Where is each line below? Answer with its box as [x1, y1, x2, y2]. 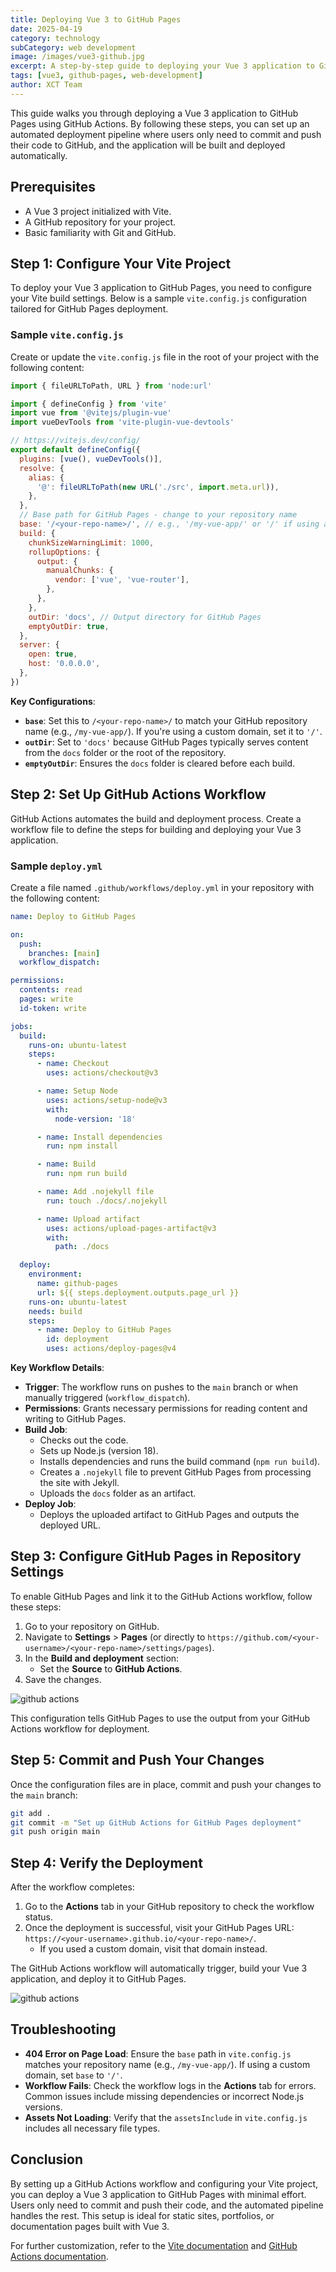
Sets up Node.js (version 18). [39, 1445, 159, 1457]
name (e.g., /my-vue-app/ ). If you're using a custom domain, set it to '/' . [24, 725, 323, 737]
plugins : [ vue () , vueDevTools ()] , [19, 454, 163, 464]
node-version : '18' [54, 1114, 137, 1124]
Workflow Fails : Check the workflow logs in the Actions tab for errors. [24, 2079, 317, 2091]
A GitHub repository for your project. [24, 216, 177, 228]
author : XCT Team [10, 80, 83, 90]
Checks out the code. [39, 1434, 129, 1446]
